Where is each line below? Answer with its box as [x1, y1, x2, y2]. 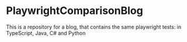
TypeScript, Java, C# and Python [6, 29, 86, 36]
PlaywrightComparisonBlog [6, 4, 143, 17]
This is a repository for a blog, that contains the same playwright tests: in [6, 23, 182, 30]
